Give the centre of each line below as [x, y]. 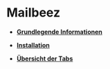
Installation [33, 45]
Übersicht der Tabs [45, 58]
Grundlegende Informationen [59, 32]
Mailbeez [34, 13]
